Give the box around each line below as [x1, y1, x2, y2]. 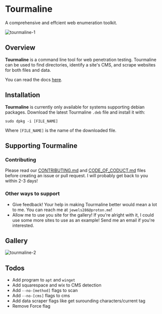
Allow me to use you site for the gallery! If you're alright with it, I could [12, 212, 154, 218]
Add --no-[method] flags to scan [12, 287, 78, 293]
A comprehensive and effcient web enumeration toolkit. [5, 20, 117, 26]
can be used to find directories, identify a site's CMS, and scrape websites [5, 62, 156, 67]
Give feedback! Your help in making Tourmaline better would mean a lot [12, 201, 157, 207]
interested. [12, 222, 34, 228]
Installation [5, 91, 40, 99]
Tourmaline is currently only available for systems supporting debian [5, 104, 145, 110]
